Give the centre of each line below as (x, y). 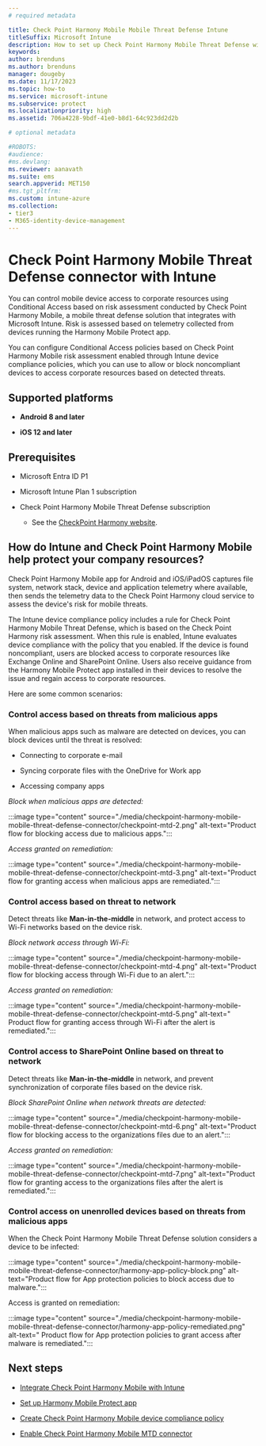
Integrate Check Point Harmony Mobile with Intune (102, 1387)
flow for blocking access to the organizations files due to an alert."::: (120, 1134)
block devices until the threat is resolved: (75, 740)
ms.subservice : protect (47, 104)
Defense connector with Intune (112, 276)
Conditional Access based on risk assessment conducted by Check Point (127, 307)
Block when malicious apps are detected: (76, 801)
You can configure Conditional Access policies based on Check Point (121, 348)
